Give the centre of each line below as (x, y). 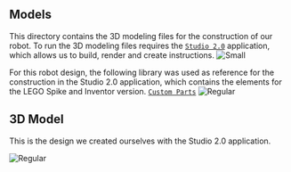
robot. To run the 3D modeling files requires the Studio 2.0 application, (139, 45)
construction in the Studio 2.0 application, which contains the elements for (145, 82)
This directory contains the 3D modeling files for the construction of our (141, 36)
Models (30, 15)
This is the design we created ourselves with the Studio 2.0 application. (140, 141)
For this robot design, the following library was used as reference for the (141, 72)
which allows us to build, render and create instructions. (112, 55)
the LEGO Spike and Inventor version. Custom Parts (103, 91)
